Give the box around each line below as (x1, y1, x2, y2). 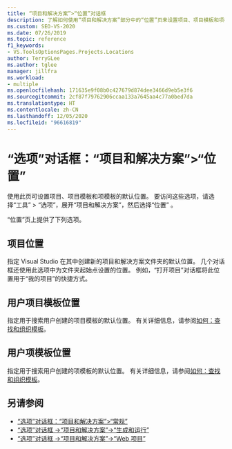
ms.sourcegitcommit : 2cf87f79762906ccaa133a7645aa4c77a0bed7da (7, 94, 193, 101)
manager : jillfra (7, 68, 57, 74)
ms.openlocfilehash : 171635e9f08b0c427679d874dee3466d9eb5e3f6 (7, 87, 193, 94)
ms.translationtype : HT (7, 100, 76, 107)
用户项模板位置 (7, 347, 71, 359)
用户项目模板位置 (7, 297, 80, 308)
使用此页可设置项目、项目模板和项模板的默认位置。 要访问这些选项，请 (7, 192, 209, 201)
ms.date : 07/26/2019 (7, 29, 67, 37)
